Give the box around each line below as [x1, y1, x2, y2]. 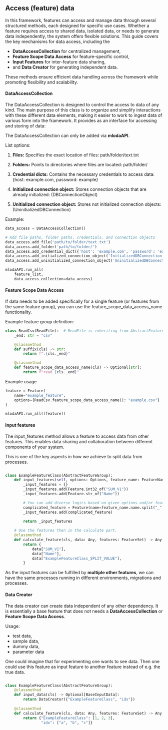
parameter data [12, 649, 44, 655]
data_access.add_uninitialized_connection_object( [5, 258, 113, 263]
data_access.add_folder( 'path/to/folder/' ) [5, 244, 97, 249]
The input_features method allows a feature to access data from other [5, 433, 149, 439]
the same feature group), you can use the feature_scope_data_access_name [5, 303, 162, 309]
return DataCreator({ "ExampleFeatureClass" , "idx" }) [23, 697, 135, 702]
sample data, [12, 638, 39, 644]
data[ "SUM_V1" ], [31, 547, 66, 552]
